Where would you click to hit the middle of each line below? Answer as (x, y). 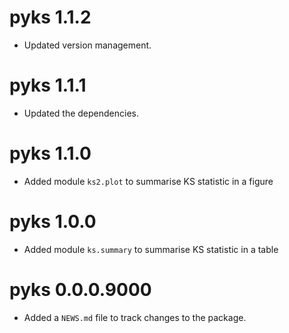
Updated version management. (87, 45)
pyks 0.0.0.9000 (80, 289)
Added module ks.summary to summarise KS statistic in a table (151, 249)
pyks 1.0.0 (53, 222)
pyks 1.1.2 (50, 17)
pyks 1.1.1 (48, 85)
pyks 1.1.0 (50, 153)
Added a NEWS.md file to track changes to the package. (135, 317)
